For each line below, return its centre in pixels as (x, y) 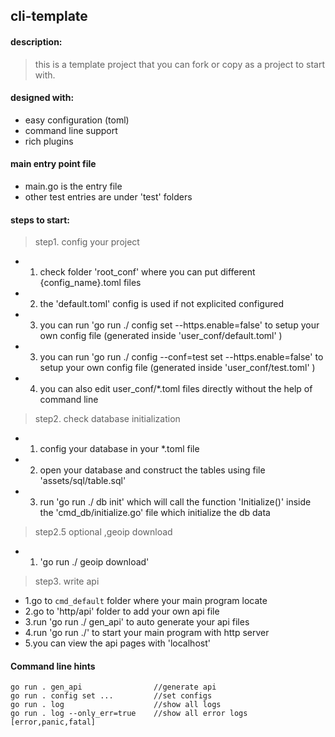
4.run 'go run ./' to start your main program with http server (147, 633)
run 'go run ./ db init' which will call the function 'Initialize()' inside (175, 502)
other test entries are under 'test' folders (108, 197)
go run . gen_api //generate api (113, 687)
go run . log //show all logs (116, 705)
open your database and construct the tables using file (152, 470)
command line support (71, 130)
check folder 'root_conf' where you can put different (147, 272)
